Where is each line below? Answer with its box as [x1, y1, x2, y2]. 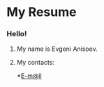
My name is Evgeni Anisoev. [16, 45, 98, 53]
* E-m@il [16, 72, 43, 80]
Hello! [6, 29, 27, 39]
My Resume [6, 4, 77, 20]
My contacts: [16, 58, 55, 67]
